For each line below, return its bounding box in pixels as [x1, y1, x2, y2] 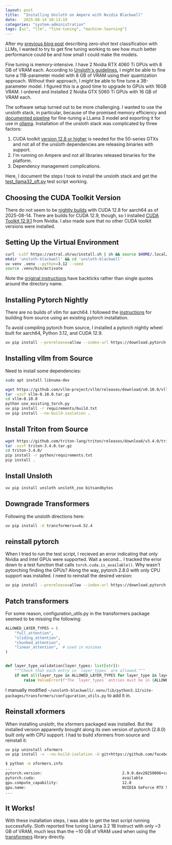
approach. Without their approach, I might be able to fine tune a [5, 78, 140, 84]
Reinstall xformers [5, 707, 66, 716]
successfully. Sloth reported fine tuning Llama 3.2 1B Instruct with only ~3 [5, 823, 161, 829]
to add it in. [107, 692, 132, 698]
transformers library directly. [5, 834, 66, 840]
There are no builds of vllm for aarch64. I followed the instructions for [5, 309, 152, 315]
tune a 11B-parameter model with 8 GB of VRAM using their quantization [5, 72, 157, 78]
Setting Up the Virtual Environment [5, 238, 119, 247]
